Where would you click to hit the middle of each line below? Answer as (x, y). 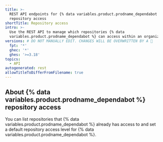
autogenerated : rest (26, 68)
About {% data (28, 92)
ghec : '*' (19, 50)
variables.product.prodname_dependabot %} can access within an (76, 37)
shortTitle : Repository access (37, 23)
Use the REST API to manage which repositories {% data (67, 32)
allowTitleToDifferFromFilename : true (44, 73)
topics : (13, 59)
